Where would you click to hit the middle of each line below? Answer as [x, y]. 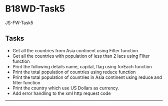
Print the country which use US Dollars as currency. [65, 88]
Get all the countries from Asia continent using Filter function [75, 50]
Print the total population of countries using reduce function [74, 72]
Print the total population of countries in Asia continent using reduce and [87, 77]
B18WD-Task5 [35, 9]
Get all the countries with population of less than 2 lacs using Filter [81, 56]
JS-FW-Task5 [19, 23]
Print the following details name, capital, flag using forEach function [82, 66]
